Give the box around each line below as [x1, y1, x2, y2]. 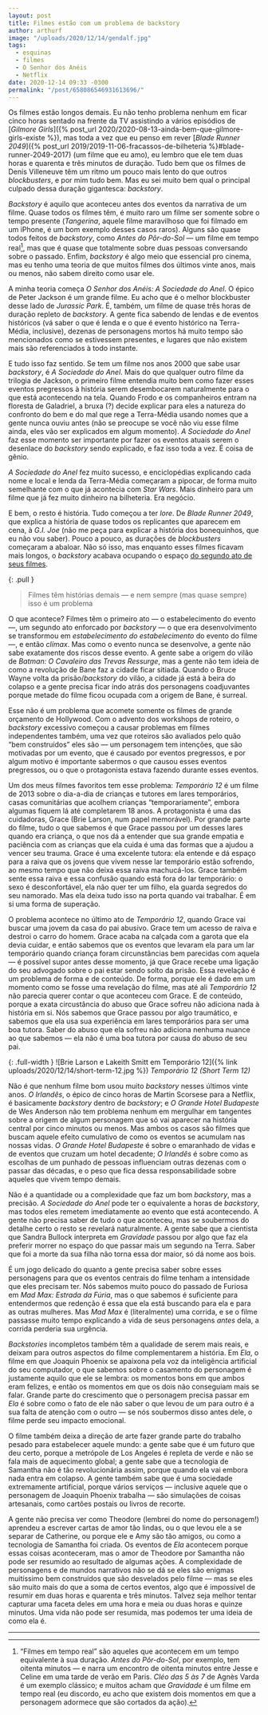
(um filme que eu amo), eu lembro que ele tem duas [73, 150, 243, 160]
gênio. [8, 452, 30, 462]
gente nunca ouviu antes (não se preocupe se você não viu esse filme [8, 418, 239, 428]
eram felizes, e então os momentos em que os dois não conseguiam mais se [8, 1382, 259, 1392]
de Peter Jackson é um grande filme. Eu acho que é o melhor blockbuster [8, 293, 250, 302]
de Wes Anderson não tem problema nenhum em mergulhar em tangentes [8, 1106, 252, 1117]
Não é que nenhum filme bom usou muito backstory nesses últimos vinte [8, 1082, 249, 1091]
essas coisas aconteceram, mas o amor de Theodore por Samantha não [8, 1548, 245, 1558]
